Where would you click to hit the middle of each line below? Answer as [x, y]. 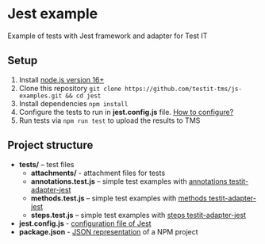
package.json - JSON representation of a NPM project [109, 231]
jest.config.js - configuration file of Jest [85, 223]
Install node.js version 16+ [61, 79]
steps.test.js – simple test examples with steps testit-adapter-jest [138, 215]
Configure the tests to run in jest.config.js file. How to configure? [126, 112]
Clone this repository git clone [70, 88]
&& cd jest [83, 96]
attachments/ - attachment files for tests [98, 173]
